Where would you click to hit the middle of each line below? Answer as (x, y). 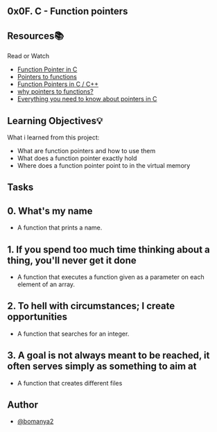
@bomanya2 (35, 422)
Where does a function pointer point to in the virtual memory (104, 166)
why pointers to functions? (55, 92)
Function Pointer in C (47, 69)
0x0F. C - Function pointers (68, 11)
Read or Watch (28, 56)
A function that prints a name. (60, 227)
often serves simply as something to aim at (102, 366)
